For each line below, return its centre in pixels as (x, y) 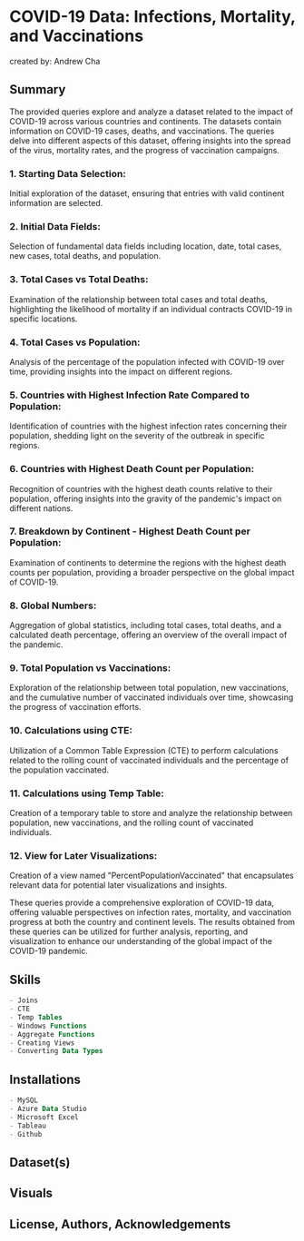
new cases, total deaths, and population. (85, 256)
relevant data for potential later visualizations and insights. (118, 885)
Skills (25, 979)
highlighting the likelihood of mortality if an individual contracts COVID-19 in (151, 309)
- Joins (24, 1000)
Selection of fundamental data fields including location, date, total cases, (146, 246)
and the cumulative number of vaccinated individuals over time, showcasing (152, 697)
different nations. (41, 508)
